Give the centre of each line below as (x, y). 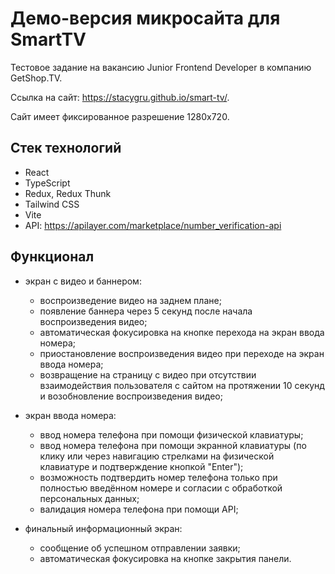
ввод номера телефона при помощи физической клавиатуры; (171, 434)
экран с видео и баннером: (83, 281)
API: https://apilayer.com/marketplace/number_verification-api (153, 225)
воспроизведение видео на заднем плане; (130, 300)
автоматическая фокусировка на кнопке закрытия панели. (165, 558)
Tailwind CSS (52, 204)
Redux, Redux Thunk (68, 193)
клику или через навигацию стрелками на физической (157, 456)
